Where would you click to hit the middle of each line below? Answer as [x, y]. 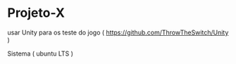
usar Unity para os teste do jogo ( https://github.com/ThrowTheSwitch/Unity [118, 32]
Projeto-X [36, 13]
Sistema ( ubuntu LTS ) [41, 53]
